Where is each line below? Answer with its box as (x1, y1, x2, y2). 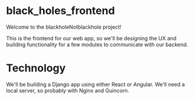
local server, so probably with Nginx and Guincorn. (6, 87, 130, 94)
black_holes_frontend (6, 4, 115, 18)
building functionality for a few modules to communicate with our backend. (6, 41, 189, 48)
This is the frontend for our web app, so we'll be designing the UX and (6, 35, 177, 42)
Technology (6, 61, 66, 75)
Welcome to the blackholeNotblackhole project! (6, 23, 122, 30)
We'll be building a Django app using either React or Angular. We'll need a (6, 81, 185, 88)
